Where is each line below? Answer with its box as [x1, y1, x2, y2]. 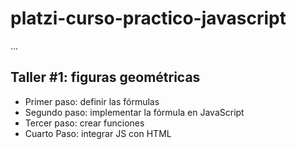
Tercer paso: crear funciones [24, 117, 145, 129]
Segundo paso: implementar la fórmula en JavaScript [24, 106, 245, 118]
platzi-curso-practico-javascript [10, 7, 287, 30]
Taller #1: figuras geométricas [10, 69, 201, 86]
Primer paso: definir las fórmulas [24, 95, 160, 107]
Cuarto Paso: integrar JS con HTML [24, 127, 172, 139]
